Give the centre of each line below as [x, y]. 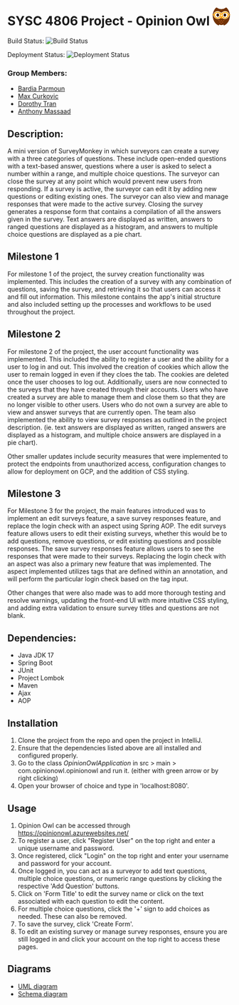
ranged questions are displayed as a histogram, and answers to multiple [113, 227]
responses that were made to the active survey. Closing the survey [105, 204]
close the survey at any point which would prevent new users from [105, 181]
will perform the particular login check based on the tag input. [98, 579]
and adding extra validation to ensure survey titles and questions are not [113, 608]
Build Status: [26, 41]
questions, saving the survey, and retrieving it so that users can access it [114, 289]
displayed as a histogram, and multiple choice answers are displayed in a [115, 434]
